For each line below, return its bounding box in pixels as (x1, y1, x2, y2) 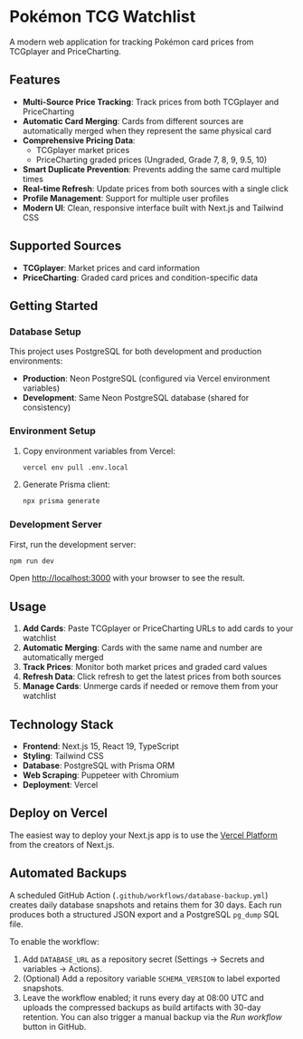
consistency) (22, 402, 71, 413)
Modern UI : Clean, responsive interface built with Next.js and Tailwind (22, 202, 284, 213)
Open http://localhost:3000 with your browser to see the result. (9, 573, 246, 584)
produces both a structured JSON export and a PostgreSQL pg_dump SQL (9, 908, 280, 919)
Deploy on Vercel (9, 805, 109, 821)
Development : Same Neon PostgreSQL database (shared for (22, 393, 250, 403)
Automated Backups (9, 866, 128, 881)
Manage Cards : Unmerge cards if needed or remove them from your (22, 681, 279, 692)
